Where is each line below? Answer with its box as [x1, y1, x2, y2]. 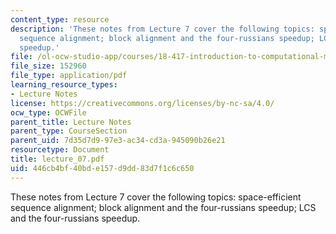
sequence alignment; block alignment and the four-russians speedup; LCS [10, 201, 317, 213]
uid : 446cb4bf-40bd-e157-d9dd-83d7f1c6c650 [10, 163, 195, 173]
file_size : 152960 [10, 61, 87, 71]
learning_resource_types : [10, 80, 118, 90]
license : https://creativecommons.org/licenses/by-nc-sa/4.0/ [10, 98, 275, 108]
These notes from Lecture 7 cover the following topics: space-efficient [10, 191, 302, 203]
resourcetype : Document [10, 145, 110, 155]
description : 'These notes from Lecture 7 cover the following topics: [10, 24, 315, 34]
